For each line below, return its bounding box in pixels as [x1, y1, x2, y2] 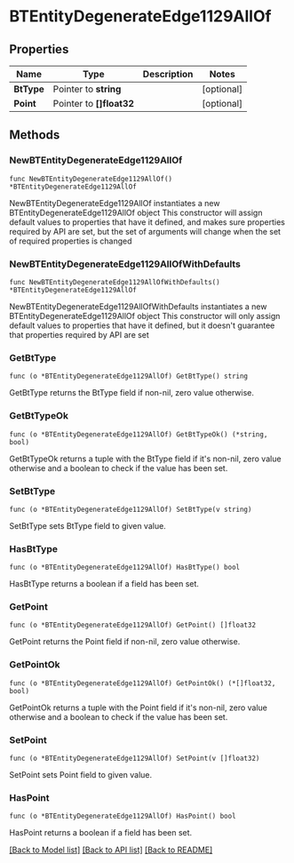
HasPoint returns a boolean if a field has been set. [9, 827, 193, 838]
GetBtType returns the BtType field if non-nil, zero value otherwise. [9, 388, 255, 398]
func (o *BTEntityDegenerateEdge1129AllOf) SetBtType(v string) [9, 505, 252, 514]
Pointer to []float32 [52, 98, 135, 109]
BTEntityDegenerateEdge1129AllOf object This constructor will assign [9, 207, 263, 218]
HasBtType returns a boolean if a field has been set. [9, 579, 200, 589]
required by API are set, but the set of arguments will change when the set [9, 226, 282, 236]
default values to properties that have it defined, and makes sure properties [9, 216, 286, 228]
